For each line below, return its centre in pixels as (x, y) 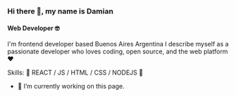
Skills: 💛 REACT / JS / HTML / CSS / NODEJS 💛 (75, 72)
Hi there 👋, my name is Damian (61, 11)
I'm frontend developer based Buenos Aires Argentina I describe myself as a (118, 44)
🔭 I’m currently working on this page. (71, 86)
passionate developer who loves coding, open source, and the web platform (118, 51)
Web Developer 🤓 (33, 28)
